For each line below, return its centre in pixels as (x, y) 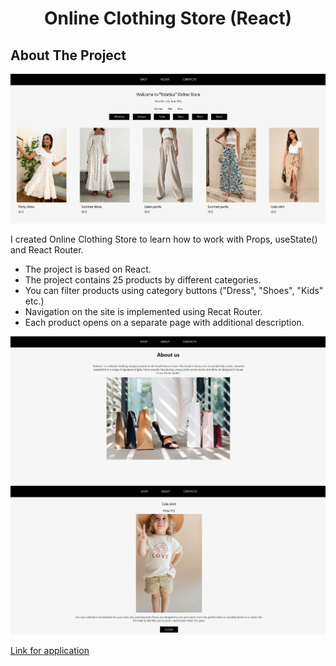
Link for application (50, 651)
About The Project (68, 55)
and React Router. (47, 249)
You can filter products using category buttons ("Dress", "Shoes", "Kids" (174, 290)
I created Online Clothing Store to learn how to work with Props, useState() (164, 239)
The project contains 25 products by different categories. (143, 279)
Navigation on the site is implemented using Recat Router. (143, 311)
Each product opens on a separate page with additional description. (164, 322)
